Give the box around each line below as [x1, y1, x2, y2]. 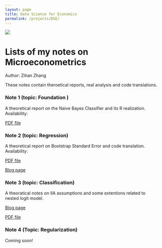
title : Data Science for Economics [5, 12, 77, 17]
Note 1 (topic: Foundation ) [5, 94, 69, 101]
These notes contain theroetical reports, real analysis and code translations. [5, 82, 158, 88]
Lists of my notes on [5, 46, 89, 57]
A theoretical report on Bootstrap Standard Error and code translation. [5, 143, 145, 149]
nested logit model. [5, 195, 44, 201]
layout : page [5, 7, 32, 12]
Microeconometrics [5, 56, 87, 68]
